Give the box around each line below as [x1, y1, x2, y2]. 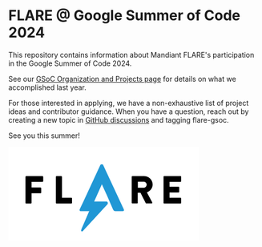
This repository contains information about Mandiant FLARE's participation [8, 50, 255, 59]
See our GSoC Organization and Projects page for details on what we [8, 74, 236, 83]
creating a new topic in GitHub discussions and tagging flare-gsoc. [8, 115, 230, 124]
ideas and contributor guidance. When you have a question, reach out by [8, 107, 249, 116]
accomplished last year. [8, 83, 87, 92]
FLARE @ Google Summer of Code [8, 6, 240, 25]
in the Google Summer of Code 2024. [8, 59, 132, 68]
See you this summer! [8, 131, 80, 140]
